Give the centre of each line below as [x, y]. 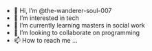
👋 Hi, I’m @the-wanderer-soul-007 [63, 11]
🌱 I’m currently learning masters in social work [79, 25]
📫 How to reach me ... [45, 40]
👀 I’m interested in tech [46, 18]
